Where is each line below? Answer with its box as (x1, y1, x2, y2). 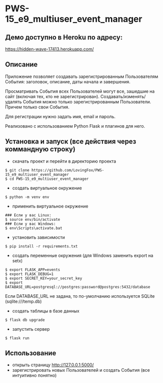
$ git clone (5, 168, 29, 173)
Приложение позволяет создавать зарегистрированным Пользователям (5, 73, 159, 79)
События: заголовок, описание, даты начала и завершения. (5, 78, 131, 84)
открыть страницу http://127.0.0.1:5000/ (12, 362, 94, 368)
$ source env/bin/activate (5, 217, 60, 222)
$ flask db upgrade (5, 317, 45, 322)
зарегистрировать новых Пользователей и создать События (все (12, 367, 150, 373)
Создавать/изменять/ (100, 93, 146, 99)
